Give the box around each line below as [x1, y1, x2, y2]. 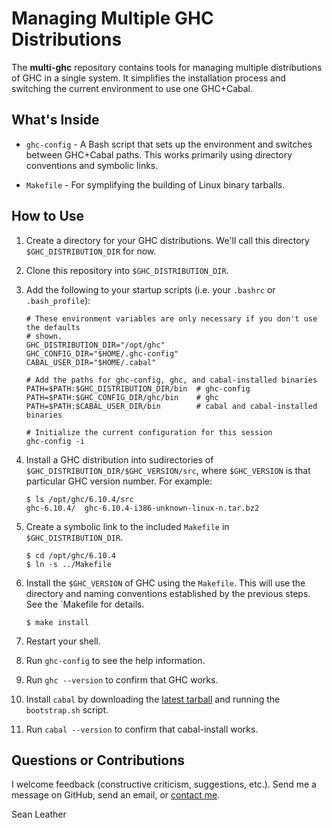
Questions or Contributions [11, 752, 186, 769]
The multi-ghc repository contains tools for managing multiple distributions [11, 61, 323, 73]
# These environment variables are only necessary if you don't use [25, 313, 318, 324]
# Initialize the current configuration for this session [25, 427, 273, 437]
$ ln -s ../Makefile [25, 559, 112, 569]
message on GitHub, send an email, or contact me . [11, 789, 221, 801]
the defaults [25, 322, 81, 332]
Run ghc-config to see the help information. [25, 654, 206, 666]
